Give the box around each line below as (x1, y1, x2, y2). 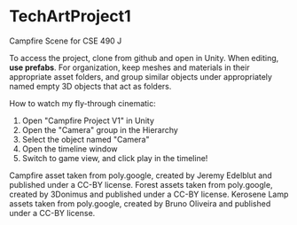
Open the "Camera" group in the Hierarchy (21, 124, 179, 135)
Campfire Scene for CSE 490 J (9, 35, 122, 46)
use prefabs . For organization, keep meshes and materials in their (9, 62, 250, 73)
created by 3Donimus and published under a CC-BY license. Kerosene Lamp (9, 189, 289, 199)
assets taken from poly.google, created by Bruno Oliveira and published (9, 198, 271, 209)
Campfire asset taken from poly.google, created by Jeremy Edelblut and (9, 170, 272, 181)
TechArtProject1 (9, 6, 131, 27)
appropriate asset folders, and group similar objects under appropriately (9, 71, 273, 81)
